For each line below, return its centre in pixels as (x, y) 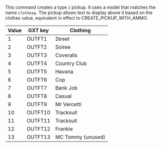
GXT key (38, 30)
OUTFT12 (39, 129)
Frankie (64, 129)
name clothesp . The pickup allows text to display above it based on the (79, 13)
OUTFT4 (37, 63)
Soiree (63, 47)
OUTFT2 (37, 47)
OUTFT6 (37, 80)
